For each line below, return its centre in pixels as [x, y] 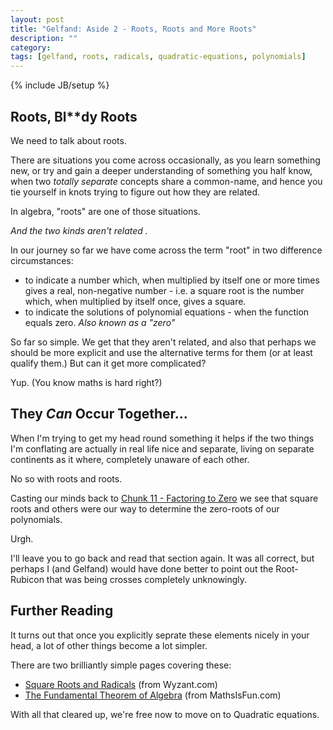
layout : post [37, 19]
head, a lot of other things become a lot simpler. [109, 645]
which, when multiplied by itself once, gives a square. [135, 301]
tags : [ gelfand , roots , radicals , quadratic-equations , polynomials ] [158, 57]
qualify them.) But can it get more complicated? [108, 363]
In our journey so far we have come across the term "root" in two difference [166, 250]
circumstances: [42, 260]
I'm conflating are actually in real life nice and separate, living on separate [162, 448]
